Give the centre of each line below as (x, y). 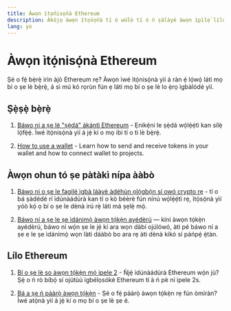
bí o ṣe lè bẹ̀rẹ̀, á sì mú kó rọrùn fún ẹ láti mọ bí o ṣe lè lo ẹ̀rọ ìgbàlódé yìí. (111, 87)
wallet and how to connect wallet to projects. (80, 153)
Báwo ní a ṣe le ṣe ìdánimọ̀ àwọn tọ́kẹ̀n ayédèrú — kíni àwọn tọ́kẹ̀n (111, 219)
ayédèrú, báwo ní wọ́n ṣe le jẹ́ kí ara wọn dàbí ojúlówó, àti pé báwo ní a (118, 227)
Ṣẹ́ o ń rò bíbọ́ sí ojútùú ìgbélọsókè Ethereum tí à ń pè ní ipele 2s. (109, 279)
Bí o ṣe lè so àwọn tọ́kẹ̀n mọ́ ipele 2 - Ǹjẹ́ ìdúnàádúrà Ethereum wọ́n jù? (118, 272)
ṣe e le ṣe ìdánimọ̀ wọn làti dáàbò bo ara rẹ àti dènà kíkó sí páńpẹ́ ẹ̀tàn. (118, 234)
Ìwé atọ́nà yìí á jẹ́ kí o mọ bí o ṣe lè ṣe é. (73, 300)
